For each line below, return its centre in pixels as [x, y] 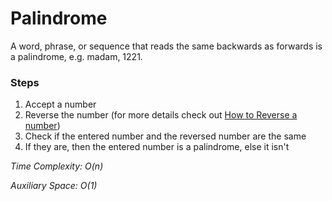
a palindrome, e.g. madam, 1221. [76, 56]
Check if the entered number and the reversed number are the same [165, 136]
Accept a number [60, 104]
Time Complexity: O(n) [57, 166]
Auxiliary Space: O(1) [54, 186]
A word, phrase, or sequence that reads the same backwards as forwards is [166, 46]
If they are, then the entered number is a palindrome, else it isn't [157, 147]
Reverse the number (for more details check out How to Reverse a [161, 115]
